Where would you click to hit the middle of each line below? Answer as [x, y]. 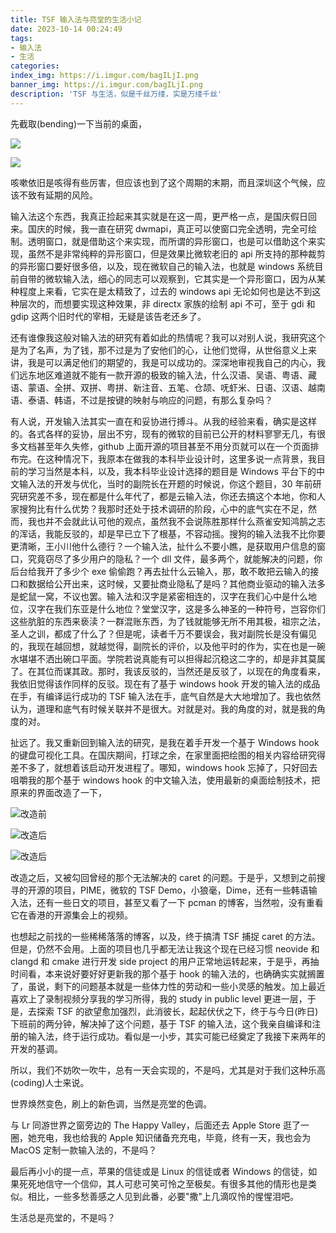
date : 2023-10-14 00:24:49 [66, 29]
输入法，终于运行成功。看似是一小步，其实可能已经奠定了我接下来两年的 [176, 1036]
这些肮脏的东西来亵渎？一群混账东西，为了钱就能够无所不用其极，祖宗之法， [168, 621]
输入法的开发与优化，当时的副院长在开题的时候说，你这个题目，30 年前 [165, 483]
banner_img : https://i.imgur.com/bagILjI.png [106, 85]
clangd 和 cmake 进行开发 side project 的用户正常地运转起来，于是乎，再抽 [165, 961]
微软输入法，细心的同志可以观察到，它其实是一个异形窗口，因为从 [180, 278]
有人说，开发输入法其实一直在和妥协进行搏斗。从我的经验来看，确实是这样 [163, 421]
